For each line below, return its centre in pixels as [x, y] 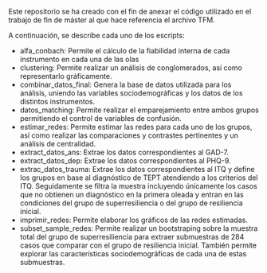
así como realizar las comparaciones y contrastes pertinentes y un [129, 135]
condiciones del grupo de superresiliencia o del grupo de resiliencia [131, 203]
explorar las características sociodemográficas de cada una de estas [133, 253]
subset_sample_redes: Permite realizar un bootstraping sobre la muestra [139, 228]
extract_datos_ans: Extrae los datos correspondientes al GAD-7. [124, 152]
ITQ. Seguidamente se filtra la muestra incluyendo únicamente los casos [138, 186]
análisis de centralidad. [58, 144]
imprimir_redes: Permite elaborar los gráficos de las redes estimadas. [134, 220]
